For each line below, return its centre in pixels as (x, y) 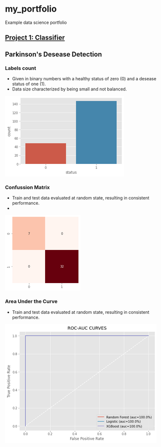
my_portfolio (31, 9)
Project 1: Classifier (35, 38)
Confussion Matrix (27, 187)
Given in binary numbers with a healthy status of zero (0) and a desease (84, 79)
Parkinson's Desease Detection (54, 54)
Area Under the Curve (31, 302)
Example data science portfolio (36, 22)
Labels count (21, 68)
